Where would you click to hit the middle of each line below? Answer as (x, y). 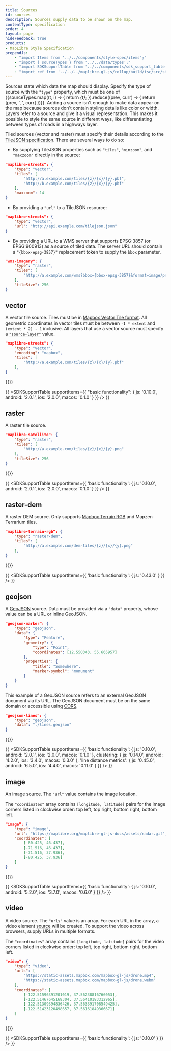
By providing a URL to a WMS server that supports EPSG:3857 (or (82, 241)
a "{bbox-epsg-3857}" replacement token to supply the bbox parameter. (87, 252)
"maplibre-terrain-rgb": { (34, 532)
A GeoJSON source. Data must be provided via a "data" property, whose (82, 609)
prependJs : (17, 53)
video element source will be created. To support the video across (75, 926)
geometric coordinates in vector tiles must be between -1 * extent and (80, 323)
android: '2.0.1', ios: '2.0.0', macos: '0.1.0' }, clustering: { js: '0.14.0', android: (84, 755)
